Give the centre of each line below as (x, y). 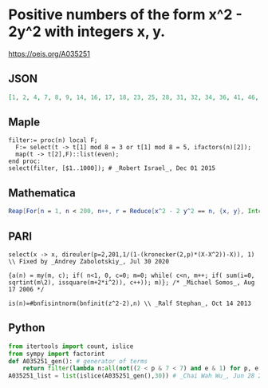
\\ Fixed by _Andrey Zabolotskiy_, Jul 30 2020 (89, 261)
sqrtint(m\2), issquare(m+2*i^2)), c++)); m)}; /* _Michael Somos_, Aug (132, 282)
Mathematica (42, 193)
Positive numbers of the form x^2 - (125, 15)
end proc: (25, 161)
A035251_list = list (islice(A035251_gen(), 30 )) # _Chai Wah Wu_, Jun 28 (132, 376)
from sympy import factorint (57, 354)
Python (27, 328)
